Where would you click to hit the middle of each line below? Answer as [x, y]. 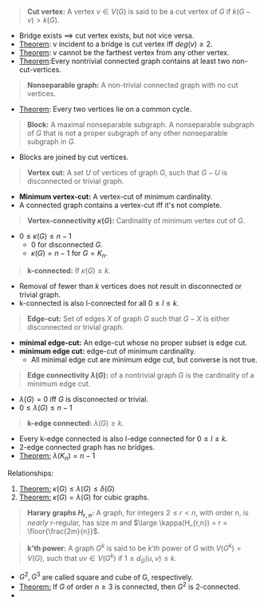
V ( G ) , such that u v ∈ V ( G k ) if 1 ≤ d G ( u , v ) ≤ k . [102, 559]
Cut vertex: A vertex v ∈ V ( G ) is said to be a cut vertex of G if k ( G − [139, 12]
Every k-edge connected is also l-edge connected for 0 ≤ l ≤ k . [123, 439]
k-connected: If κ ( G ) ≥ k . [69, 270]
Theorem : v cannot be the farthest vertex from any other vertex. [124, 52]
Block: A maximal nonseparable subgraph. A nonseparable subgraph [140, 124]
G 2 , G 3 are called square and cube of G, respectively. [106, 576]
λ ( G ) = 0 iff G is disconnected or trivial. [84, 399]
